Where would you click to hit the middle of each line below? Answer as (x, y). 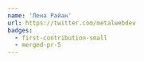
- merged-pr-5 (38, 45)
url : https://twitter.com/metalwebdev (72, 23)
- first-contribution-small (61, 38)
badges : (20, 30)
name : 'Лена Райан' (40, 15)
